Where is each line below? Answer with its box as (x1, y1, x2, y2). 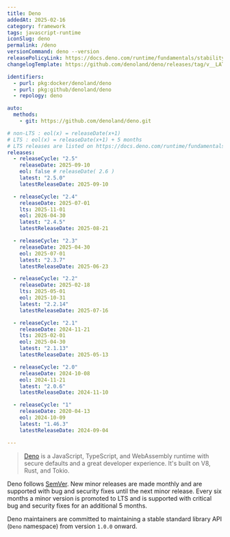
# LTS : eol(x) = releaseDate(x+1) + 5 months (7, 136, 142, 143)
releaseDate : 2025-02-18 (19, 282, 90, 288)
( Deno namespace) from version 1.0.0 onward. (7, 522, 138, 530)
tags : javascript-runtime (7, 29, 81, 36)
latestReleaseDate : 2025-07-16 (19, 307, 109, 314)
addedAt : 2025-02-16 (7, 16, 66, 23)
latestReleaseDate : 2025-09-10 (19, 181, 109, 188)
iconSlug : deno (7, 36, 51, 42)
